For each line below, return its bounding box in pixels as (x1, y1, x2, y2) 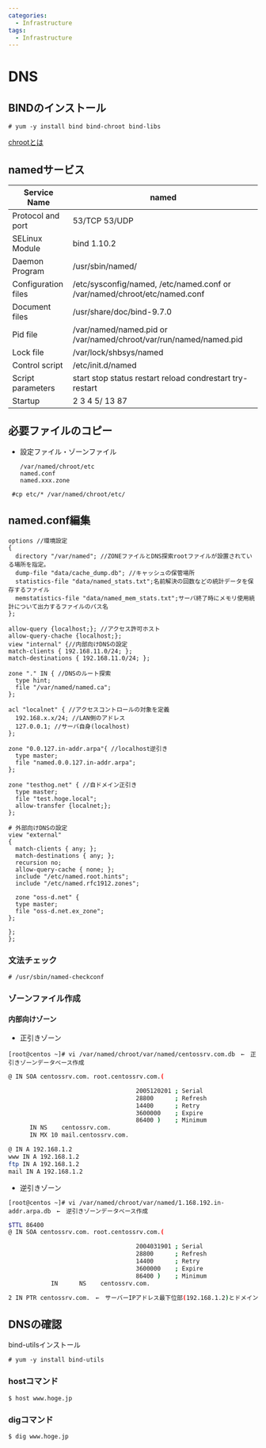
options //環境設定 (8, 536, 68, 545)
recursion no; (15, 859, 62, 867)
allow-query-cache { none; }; (15, 865, 115, 874)
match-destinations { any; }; (15, 852, 115, 859)
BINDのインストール (8, 101, 107, 115)
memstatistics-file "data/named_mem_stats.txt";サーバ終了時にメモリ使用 (15, 594, 249, 602)
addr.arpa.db (8, 1207, 51, 1215)
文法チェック (8, 955, 58, 966)
